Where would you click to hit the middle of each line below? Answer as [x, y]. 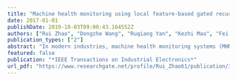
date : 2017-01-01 [33, 20]
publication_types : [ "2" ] [45, 40]
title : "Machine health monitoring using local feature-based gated [110, 14]
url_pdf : [20, 66]
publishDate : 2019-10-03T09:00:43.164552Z [71, 27]
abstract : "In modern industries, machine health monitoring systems [112, 46]
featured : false [31, 54]
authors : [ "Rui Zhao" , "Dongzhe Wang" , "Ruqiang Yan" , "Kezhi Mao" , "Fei [118, 33]
